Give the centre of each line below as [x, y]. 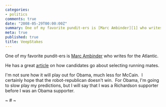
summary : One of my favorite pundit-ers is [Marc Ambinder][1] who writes [84, 28]
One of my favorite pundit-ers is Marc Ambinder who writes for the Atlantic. [82, 56]
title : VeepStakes [24, 42]
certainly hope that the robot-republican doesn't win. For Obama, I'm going [82, 80]
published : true [22, 37]
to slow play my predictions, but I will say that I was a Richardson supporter [82, 85]
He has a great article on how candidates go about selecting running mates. [82, 65]
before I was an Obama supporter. [40, 90]
